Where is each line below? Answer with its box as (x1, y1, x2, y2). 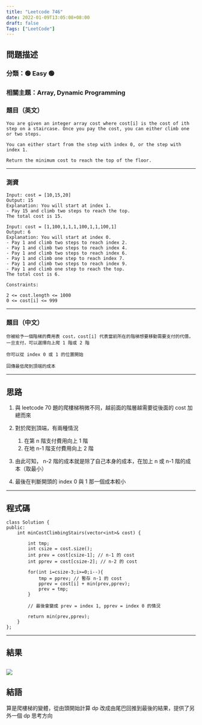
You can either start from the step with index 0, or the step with (6, 141, 182, 148)
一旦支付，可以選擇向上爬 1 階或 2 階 (6, 340, 90, 346)
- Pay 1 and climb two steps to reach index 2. (6, 239, 128, 246)
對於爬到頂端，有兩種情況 (14, 425, 79, 432)
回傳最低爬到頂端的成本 (6, 363, 56, 370)
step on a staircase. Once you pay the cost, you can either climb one (6, 125, 189, 131)
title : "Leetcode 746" (6, 8, 63, 15)
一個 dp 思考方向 (11, 712, 53, 719)
